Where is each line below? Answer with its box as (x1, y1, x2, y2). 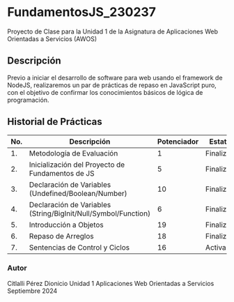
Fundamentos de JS (29, 168, 95, 178)
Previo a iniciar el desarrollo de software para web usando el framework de (7, 73, 223, 82)
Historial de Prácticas (7, 116, 102, 128)
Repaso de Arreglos (29, 231, 94, 241)
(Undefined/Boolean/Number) (29, 188, 127, 198)
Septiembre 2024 (7, 287, 58, 295)
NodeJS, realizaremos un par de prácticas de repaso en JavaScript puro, (7, 81, 217, 89)
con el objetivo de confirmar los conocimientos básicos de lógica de (7, 88, 203, 96)
